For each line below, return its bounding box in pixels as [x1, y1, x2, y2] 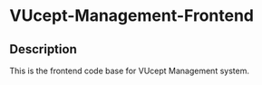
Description [9, 42, 77, 57]
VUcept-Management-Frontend [9, 5, 254, 26]
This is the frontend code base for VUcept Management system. [9, 65, 249, 76]
